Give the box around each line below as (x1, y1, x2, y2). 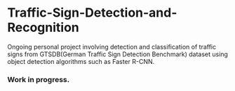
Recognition (7, 19, 79, 35)
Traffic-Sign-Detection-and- (7, 5, 177, 21)
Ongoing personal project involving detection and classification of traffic (7, 42, 216, 51)
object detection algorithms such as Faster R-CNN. (7, 57, 155, 65)
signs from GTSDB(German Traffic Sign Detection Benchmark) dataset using (7, 50, 228, 58)
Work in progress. (7, 74, 70, 84)
